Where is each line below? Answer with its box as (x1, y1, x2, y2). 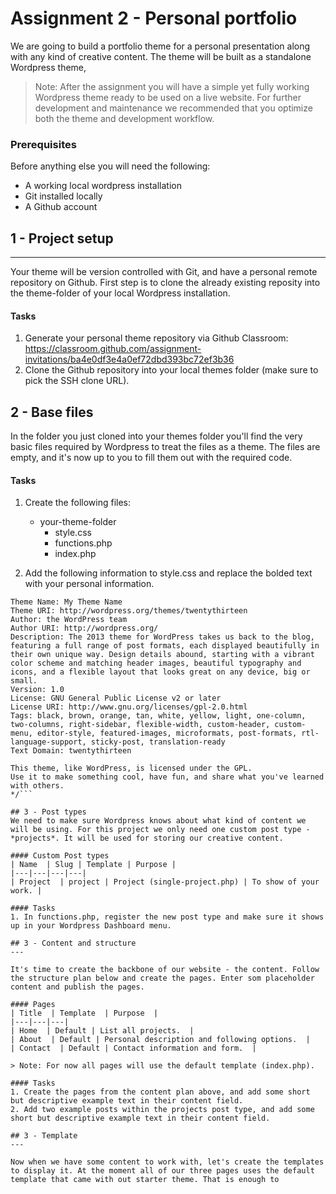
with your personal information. (24, 578, 155, 590)
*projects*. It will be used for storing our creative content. (10, 833, 284, 844)
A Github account (24, 201, 98, 213)
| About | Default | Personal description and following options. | (10, 1035, 311, 1045)
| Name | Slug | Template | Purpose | (10, 860, 177, 870)
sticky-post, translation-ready (90, 737, 226, 747)
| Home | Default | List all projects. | (10, 1026, 195, 1036)
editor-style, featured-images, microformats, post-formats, (36, 728, 298, 739)
